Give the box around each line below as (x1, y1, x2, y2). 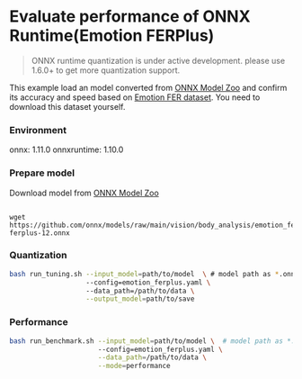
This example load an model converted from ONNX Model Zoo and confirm (9, 82, 288, 93)
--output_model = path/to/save (85, 294, 195, 303)
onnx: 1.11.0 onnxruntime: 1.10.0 (9, 144, 124, 155)
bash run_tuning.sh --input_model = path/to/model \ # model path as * (9, 269, 280, 278)
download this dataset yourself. (9, 101, 126, 112)
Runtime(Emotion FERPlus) (9, 25, 215, 46)
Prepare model (9, 167, 75, 179)
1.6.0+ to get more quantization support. (31, 65, 181, 76)
